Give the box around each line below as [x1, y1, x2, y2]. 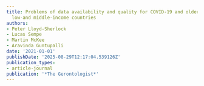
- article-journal [6, 65, 53, 71]
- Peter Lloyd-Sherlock [6, 25, 67, 32]
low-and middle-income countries [12, 15, 97, 21]
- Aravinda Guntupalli [6, 43, 64, 49]
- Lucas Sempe [6, 31, 42, 38]
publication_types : [6, 59, 56, 65]
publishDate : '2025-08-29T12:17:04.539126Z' [6, 54, 121, 60]
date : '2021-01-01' [6, 48, 56, 55]
